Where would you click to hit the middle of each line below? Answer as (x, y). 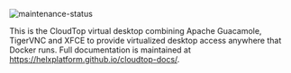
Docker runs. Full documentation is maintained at (100, 50)
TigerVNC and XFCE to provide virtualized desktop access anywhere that (145, 41)
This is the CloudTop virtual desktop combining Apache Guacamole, (136, 31)
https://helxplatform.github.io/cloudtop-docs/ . (95, 59)
